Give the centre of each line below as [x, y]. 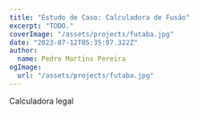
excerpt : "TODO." [42, 26]
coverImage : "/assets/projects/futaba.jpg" [92, 34]
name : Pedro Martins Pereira [72, 59]
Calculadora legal [42, 101]
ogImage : [26, 68]
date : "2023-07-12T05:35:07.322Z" [74, 42]
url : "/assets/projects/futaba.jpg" [86, 76]
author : [24, 51]
